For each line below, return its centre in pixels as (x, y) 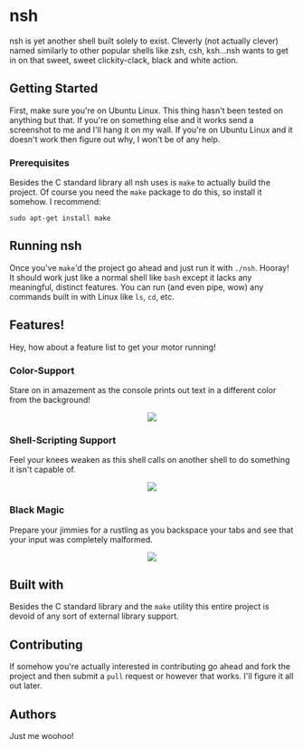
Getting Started (54, 88)
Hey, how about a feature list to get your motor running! (113, 347)
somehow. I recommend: (55, 202)
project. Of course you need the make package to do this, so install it (136, 192)
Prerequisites (39, 162)
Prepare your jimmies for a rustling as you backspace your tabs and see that (151, 530)
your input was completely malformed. (81, 539)
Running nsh (46, 246)
